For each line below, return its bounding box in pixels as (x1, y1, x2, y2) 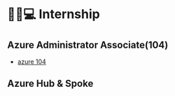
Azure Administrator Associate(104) (7, 39, 169, 50)
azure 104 (17, 57, 47, 66)
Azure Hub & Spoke (7, 78, 94, 90)
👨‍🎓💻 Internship (7, 6, 100, 22)
